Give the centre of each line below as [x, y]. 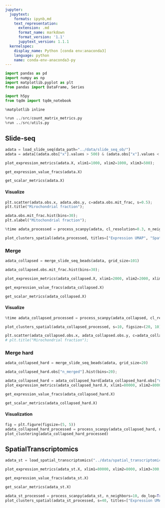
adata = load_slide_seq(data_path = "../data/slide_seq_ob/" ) [68, 149]
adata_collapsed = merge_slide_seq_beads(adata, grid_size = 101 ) [72, 261]
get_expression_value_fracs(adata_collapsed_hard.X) [60, 394]
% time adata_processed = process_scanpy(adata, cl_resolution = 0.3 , [76, 229]
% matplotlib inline [25, 109]
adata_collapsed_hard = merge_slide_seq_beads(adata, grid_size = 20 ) [77, 363]
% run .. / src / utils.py [27, 123]
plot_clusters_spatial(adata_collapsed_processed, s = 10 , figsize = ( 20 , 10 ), [84, 327]
